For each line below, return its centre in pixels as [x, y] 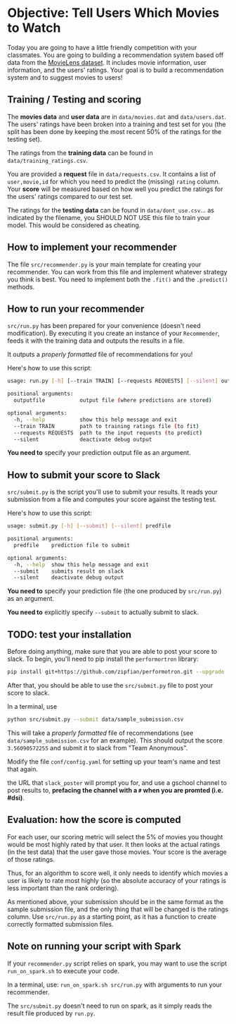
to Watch [34, 28]
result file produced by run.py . [51, 1013]
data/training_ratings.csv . [48, 160]
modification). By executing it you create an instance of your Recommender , [113, 334]
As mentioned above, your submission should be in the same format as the [116, 901]
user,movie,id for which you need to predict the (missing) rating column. [114, 181]
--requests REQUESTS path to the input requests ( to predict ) [108, 433]
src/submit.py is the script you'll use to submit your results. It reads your [112, 492]
